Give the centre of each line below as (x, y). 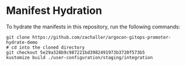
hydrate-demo (22, 42)
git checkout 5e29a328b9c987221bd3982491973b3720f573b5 (75, 52)
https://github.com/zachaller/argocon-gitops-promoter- (101, 37)
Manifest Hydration (54, 11)
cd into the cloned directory (48, 47)
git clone (18, 37)
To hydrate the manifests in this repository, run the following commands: (93, 27)
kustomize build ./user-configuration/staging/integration (80, 57)
